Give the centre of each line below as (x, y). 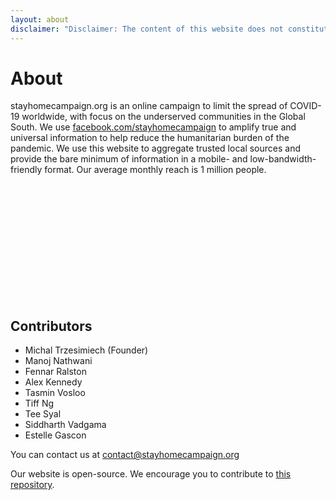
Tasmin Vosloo (55, 393)
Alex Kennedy (53, 382)
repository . (32, 485)
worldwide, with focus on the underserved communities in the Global (163, 117)
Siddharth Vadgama (65, 425)
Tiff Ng (39, 403)
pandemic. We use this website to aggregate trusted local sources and (156, 148)
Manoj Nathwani (58, 361)
